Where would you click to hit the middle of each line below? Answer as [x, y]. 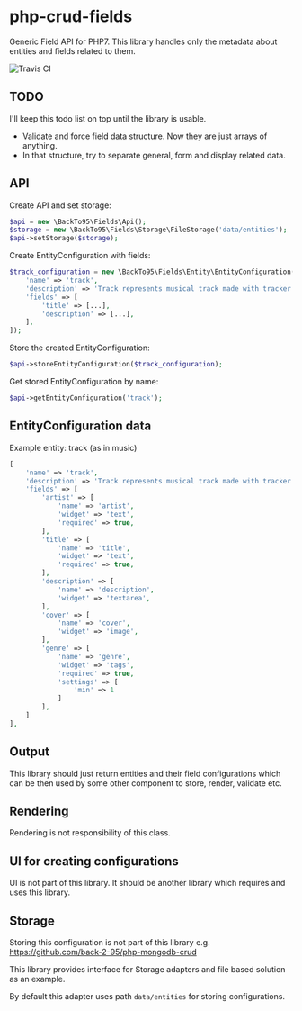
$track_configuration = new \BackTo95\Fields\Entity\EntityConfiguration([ [154, 272]
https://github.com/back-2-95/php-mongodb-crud [103, 952]
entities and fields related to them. [73, 50]
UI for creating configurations [94, 861]
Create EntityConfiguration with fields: [80, 256]
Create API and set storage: [61, 205]
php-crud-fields [71, 17]
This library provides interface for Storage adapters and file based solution [147, 969]
